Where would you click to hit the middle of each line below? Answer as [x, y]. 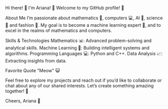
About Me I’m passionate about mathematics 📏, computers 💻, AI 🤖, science [84, 18]
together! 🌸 [17, 91]
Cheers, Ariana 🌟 [23, 101]
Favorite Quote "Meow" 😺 [33, 70]
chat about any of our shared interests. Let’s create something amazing [79, 86]
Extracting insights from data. [36, 61]
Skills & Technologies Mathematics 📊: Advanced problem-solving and [78, 41]
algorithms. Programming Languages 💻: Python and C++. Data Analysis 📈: [84, 53]
